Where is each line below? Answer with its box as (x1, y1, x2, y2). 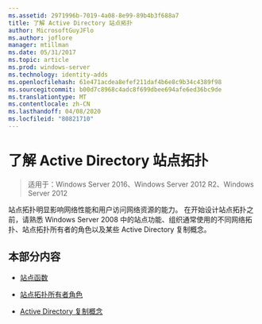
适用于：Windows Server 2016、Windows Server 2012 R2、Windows (27, 179, 254, 189)
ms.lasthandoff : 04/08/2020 (8, 108, 102, 116)
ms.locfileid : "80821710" (8, 115, 94, 123)
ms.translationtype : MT (8, 93, 87, 101)
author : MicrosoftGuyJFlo (8, 26, 94, 34)
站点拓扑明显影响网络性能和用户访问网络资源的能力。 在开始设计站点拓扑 (8, 204, 247, 214)
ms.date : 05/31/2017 (8, 48, 77, 56)
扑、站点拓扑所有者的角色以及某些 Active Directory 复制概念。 (8, 224, 212, 234)
